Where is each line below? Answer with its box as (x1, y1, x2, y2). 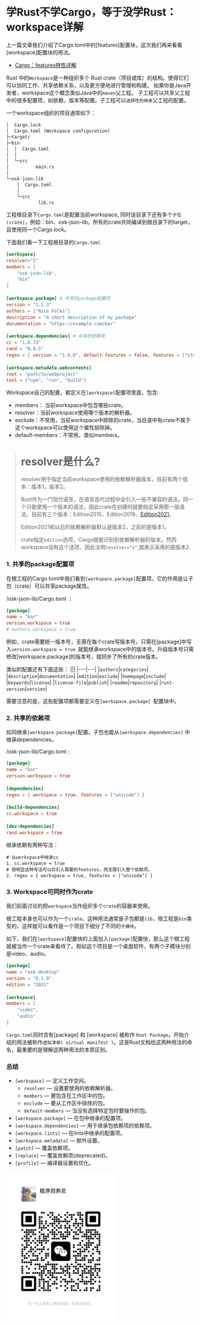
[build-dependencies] (6, 805, 60, 811)
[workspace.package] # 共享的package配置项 (6, 295, 110, 302)
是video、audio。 (6, 950, 49, 957)
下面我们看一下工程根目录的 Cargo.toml (6, 239, 101, 246)
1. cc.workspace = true (6, 860, 65, 866)
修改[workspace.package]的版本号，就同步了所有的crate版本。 (6, 653, 161, 661)
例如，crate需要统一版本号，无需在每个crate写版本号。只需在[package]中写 (6, 638, 192, 646)
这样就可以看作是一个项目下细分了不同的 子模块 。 (21, 922, 140, 930)
